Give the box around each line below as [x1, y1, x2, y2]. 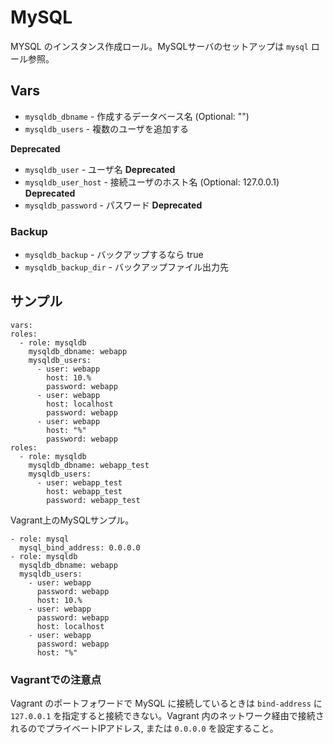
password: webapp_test [46, 495, 141, 505]
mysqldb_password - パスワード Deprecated [24, 199, 203, 211]
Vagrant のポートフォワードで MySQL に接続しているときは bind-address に [10, 697, 323, 710]
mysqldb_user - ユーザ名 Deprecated [24, 163, 176, 175]
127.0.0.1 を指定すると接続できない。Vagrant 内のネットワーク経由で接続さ [10, 710, 325, 722]
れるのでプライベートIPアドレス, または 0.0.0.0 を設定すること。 [10, 722, 279, 735]
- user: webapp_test [36, 477, 123, 488]
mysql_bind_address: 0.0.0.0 [19, 542, 141, 553]
